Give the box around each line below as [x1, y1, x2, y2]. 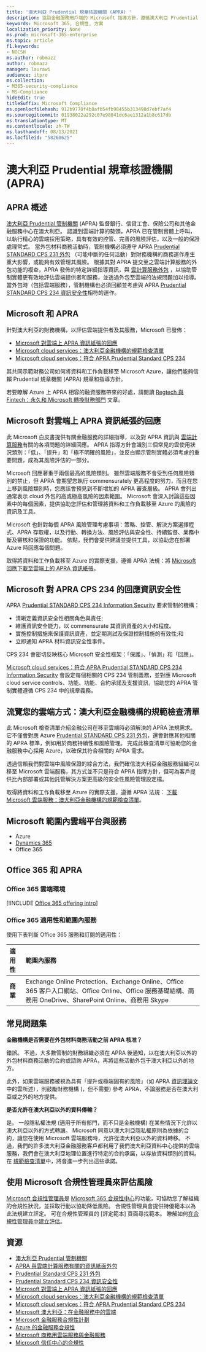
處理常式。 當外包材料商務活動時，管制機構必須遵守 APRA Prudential [6, 243, 180, 250]
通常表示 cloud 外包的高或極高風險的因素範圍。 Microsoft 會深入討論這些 [6, 492, 190, 499]
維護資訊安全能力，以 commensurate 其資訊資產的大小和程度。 [15, 622, 175, 630]
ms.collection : [6, 77, 45, 84]
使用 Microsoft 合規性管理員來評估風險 [6, 1177, 153, 1187]
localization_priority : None [6, 26, 81, 33]
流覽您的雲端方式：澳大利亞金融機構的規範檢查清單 [6, 706, 200, 717]
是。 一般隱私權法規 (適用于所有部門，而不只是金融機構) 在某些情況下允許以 [6, 1119, 198, 1126]
